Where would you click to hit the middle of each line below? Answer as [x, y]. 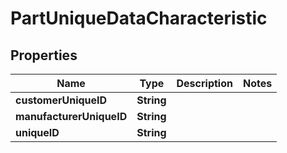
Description [204, 83]
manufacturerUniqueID [71, 116]
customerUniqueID [61, 100]
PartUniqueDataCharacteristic [139, 18]
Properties [44, 55]
